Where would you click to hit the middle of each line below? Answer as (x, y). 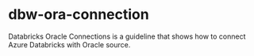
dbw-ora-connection (79, 15)
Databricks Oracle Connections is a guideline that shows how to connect (127, 36)
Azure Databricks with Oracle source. (69, 44)
